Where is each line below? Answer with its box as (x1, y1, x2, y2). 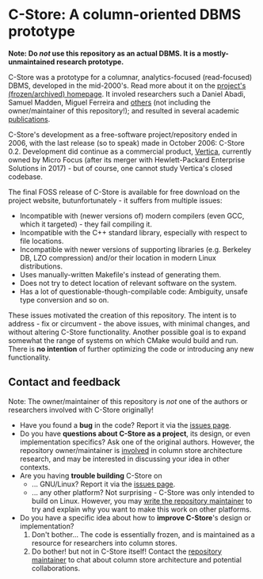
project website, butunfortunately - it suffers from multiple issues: (8, 196, 223, 205)
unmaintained (8, 57, 55, 67)
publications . (8, 114, 51, 124)
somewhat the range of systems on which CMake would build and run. (8, 335, 239, 345)
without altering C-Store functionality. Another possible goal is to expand (8, 327, 246, 337)
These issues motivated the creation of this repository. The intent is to (8, 310, 237, 320)
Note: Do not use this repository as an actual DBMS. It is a (8, 48, 202, 58)
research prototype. (56, 57, 124, 67)
